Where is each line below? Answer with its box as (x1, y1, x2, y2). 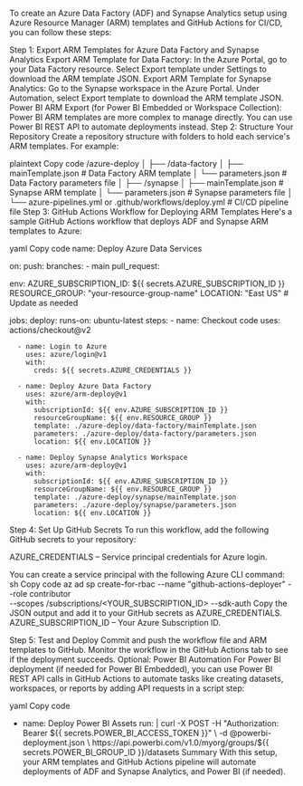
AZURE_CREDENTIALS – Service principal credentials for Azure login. (9, 551, 269, 562)
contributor (29, 589, 71, 599)
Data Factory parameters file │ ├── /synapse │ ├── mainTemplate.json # (9, 177, 284, 188)
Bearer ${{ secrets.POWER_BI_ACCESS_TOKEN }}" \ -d (22, 728, 228, 738)
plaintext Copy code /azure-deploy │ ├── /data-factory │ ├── (9, 158, 244, 168)
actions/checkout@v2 (9, 325, 91, 335)
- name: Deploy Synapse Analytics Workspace (17, 453, 188, 462)
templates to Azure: (9, 225, 83, 236)
